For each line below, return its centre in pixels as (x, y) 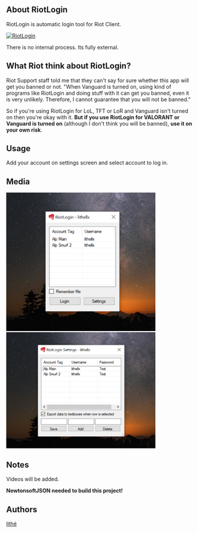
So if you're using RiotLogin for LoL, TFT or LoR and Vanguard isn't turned (97, 111)
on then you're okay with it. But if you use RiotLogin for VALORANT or (93, 117)
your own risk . (24, 130)
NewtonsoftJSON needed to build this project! (65, 491)
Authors (22, 509)
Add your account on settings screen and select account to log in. (87, 163)
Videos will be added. (33, 479)
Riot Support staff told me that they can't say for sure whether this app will (98, 80)
